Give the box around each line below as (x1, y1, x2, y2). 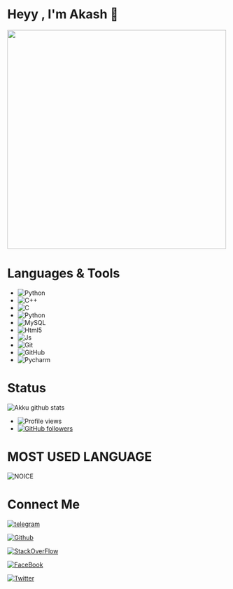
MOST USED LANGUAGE (7, 449, 153, 464)
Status (7, 380, 47, 396)
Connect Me (7, 497, 80, 512)
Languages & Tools (7, 265, 120, 282)
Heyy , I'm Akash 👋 (7, 6, 119, 22)
